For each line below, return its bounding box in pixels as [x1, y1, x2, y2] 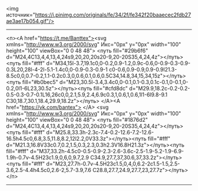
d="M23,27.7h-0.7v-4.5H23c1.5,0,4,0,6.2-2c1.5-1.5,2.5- [46, 160, 180, 167]
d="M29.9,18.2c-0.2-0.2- [128, 85, 190, 92]
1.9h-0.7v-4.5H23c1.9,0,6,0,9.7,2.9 [6, 154, 90, 161]
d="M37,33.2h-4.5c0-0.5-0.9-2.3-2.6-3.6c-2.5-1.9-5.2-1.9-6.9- [29, 148, 184, 154]
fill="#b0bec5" [22, 79, 58, 85]
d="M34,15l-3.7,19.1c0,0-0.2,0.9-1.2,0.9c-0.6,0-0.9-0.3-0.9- [46, 60, 190, 67]
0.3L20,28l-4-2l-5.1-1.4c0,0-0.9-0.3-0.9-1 [6, 66, 108, 73]
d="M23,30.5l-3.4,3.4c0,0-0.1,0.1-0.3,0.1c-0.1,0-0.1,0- [59, 79, 189, 85]
